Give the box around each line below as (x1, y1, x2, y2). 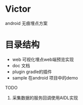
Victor (5, 3, 31, 15)
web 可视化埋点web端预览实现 (12, 56, 74, 62)
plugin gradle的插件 (12, 69, 53, 75)
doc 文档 (12, 62, 30, 68)
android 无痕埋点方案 (5, 20, 48, 26)
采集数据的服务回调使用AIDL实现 (12, 95, 79, 101)
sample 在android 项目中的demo (12, 75, 78, 80)
